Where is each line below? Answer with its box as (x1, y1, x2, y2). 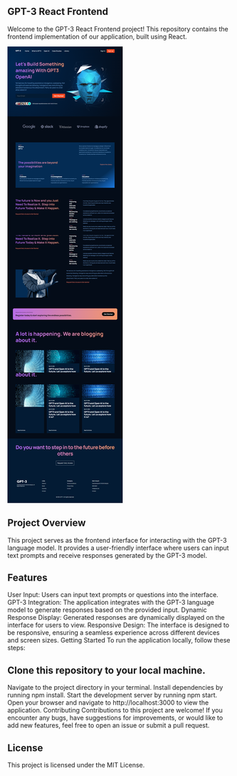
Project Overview (7, 517, 86, 529)
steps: (7, 643, 26, 652)
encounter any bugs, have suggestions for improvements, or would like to (7, 713, 223, 723)
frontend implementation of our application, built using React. (7, 32, 187, 41)
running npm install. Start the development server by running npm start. (7, 691, 218, 700)
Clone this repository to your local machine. (7, 664, 206, 676)
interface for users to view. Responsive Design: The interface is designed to (7, 621, 230, 630)
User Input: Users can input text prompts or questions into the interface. (7, 591, 218, 599)
